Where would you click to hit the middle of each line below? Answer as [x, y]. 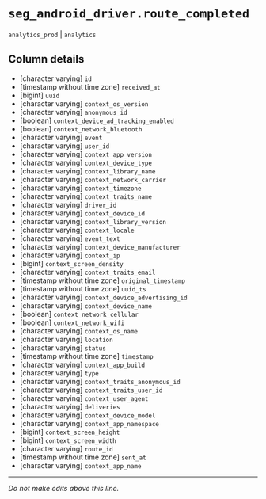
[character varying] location [66, 339]
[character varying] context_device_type [86, 162]
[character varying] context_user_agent [84, 398]
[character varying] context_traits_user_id [91, 390]
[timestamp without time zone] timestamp [86, 356]
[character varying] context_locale [77, 230]
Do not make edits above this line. [64, 488]
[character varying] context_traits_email [87, 272]
